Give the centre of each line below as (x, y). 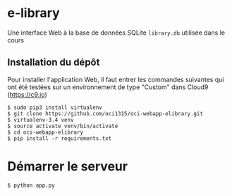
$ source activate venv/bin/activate (63, 126)
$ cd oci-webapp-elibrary (45, 132)
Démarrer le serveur (68, 166)
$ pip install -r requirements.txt (60, 138)
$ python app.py (31, 185)
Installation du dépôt (54, 63)
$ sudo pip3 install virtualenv (55, 108)
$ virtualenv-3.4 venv (41, 120)
